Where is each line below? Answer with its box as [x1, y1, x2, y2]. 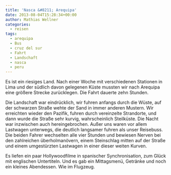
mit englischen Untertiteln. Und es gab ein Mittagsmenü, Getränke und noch [5, 158, 166, 164]
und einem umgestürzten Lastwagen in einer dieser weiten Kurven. [5, 143, 147, 149]
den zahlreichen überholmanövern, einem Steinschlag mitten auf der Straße [5, 138, 166, 144]
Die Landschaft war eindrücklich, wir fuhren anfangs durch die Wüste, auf [5, 99, 162, 105]
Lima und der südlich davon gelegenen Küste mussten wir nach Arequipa [5, 84, 160, 90]
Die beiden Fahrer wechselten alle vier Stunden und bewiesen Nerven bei [5, 132, 161, 138]
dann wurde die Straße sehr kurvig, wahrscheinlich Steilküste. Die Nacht [5, 116, 159, 122]
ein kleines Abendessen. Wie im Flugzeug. [5, 164, 95, 170]
